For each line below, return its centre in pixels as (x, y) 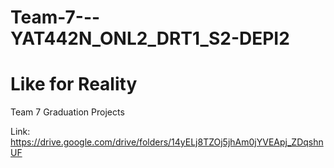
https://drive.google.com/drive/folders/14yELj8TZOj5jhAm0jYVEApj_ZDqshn (167, 142)
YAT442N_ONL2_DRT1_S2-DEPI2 (150, 38)
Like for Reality (74, 84)
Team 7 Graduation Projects (67, 112)
